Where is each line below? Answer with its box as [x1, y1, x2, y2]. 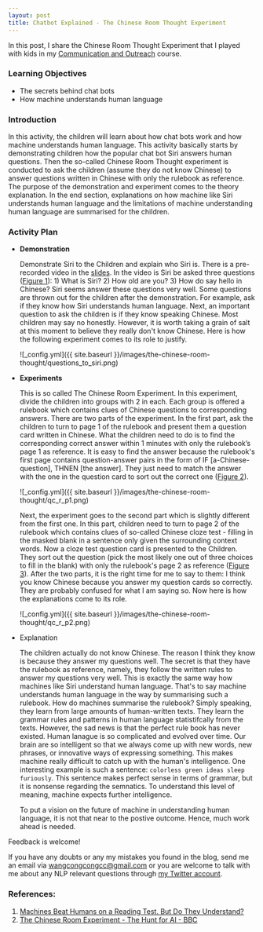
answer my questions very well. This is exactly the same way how [19, 673, 233, 683]
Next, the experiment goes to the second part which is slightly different [19, 511, 250, 521]
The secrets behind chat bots [19, 86, 115, 95]
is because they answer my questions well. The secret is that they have [19, 656, 250, 666]
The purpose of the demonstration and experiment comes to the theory [8, 182, 239, 192]
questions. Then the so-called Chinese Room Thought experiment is [8, 157, 229, 166]
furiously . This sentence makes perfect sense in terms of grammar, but [19, 773, 253, 783]
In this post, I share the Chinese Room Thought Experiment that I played [8, 40, 241, 49]
